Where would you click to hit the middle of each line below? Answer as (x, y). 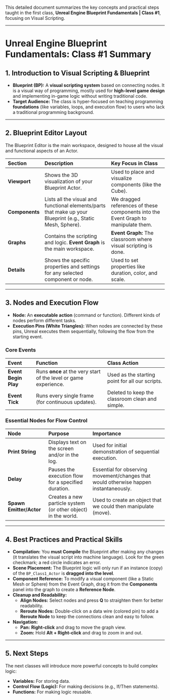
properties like (128, 267)
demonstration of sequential (126, 452)
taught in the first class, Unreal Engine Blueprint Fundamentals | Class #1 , (83, 13)
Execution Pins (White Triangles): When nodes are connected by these (88, 326)
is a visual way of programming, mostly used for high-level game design (89, 91)
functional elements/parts (75, 206)
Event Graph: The (132, 232)
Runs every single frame (65, 395)
